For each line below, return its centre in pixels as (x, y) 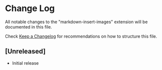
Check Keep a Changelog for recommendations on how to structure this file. (81, 36)
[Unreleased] (25, 51)
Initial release (25, 63)
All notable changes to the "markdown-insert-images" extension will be (76, 22)
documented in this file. (29, 27)
